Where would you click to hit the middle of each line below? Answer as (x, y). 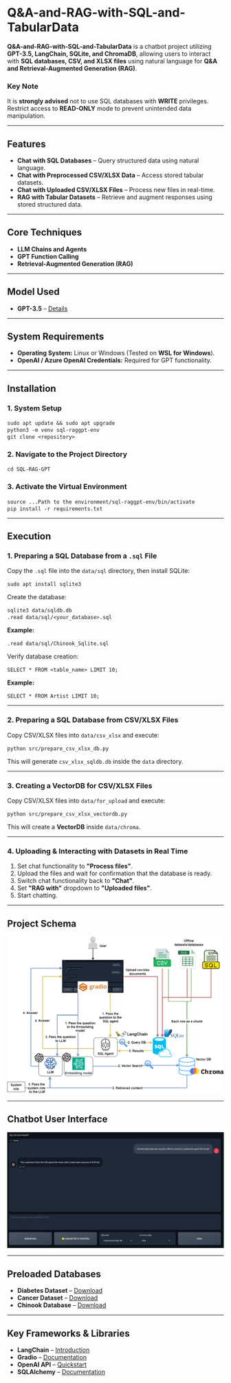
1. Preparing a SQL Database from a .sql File (82, 556)
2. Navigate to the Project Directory (67, 455)
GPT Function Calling (48, 256)
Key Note (23, 86)
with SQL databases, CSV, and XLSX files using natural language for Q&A (112, 61)
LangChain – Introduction (53, 1350)
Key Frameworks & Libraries (68, 1333)
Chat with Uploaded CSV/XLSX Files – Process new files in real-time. (116, 190)
